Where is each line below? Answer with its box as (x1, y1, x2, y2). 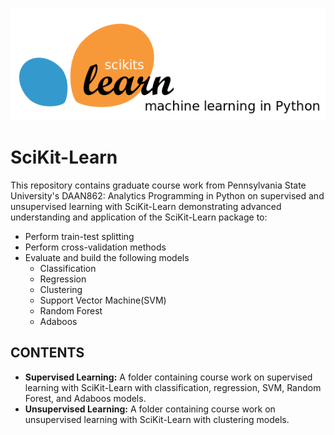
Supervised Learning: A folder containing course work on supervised (24, 371, 313, 383)
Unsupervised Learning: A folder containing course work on (24, 403, 276, 415)
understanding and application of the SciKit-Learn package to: (10, 211, 268, 223)
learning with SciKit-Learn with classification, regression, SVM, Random (24, 381, 322, 393)
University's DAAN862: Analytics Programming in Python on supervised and (10, 189, 325, 202)
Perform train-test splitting (24, 230, 135, 242)
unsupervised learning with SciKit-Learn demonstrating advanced (10, 200, 282, 212)
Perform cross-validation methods (24, 241, 167, 253)
